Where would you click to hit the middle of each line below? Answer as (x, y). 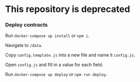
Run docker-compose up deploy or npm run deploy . (56, 74)
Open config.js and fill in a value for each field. (54, 65)
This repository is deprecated (68, 9)
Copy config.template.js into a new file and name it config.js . (70, 55)
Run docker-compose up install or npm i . (47, 35)
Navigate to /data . (24, 45)
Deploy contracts (27, 25)
